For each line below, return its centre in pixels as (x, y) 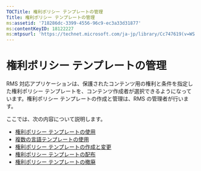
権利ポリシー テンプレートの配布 (55, 155)
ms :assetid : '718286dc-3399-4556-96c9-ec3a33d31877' (74, 23)
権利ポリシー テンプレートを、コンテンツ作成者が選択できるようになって (101, 92)
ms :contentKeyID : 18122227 (40, 29)
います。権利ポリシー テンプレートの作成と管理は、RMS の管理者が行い (95, 99)
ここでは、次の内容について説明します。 (56, 119)
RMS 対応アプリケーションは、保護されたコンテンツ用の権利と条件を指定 (97, 84)
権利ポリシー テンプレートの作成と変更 (63, 147)
